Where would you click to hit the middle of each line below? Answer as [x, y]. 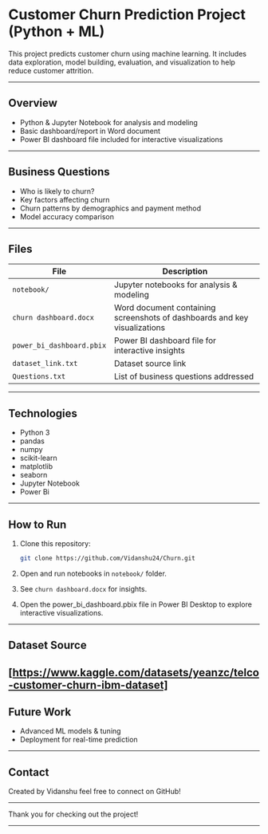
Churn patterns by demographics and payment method [110, 208]
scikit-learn [38, 458]
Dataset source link [150, 364]
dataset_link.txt [45, 364]
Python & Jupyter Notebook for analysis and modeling [108, 122]
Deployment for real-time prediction [79, 740]
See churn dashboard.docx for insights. [83, 588]
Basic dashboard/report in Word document [90, 131]
